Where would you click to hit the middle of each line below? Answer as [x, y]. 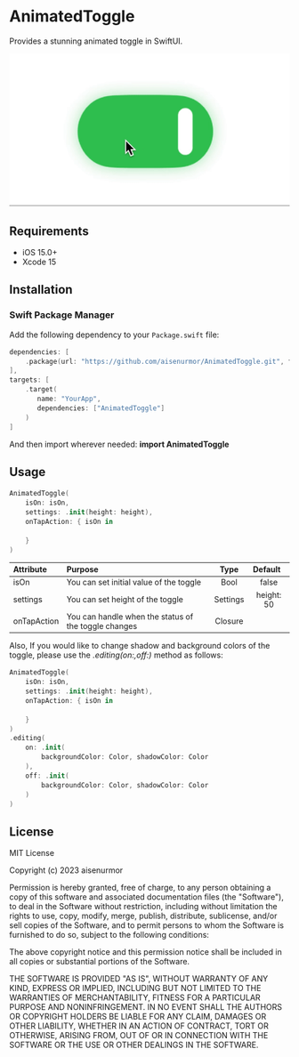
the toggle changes [102, 625]
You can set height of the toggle [125, 600]
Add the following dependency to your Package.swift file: [114, 335]
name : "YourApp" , [69, 399]
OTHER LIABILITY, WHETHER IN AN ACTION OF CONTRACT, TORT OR [139, 1026]
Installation [41, 290]
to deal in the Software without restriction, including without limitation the [143, 907]
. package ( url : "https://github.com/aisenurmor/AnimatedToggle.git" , [155, 361]
